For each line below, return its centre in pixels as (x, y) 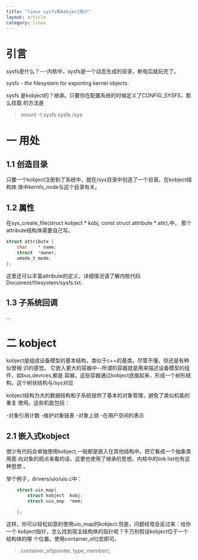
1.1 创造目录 (27, 164)
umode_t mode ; (34, 258)
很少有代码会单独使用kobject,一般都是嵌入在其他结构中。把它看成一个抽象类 (99, 451)
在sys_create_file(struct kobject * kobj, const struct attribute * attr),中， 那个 (99, 223)
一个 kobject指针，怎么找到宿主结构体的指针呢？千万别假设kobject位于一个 (97, 532)
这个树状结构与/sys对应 (45, 383)
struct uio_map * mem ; (55, 501)
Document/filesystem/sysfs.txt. (44, 282)
